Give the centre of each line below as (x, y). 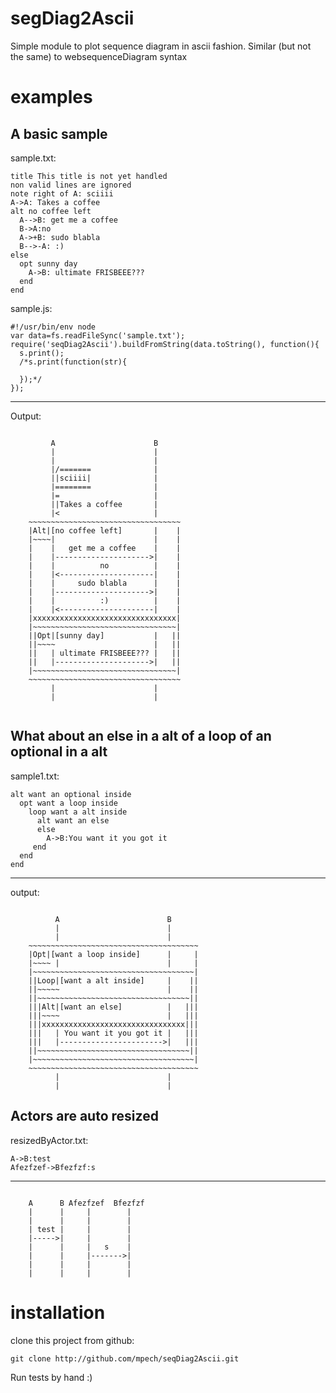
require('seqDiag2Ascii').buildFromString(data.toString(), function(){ (165, 344)
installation (58, 1312)
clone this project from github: (72, 1340)
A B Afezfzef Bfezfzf (86, 1203)
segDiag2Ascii (72, 18)
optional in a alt (59, 752)
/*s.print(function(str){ (73, 362)
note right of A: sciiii (62, 193)
